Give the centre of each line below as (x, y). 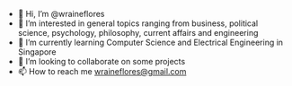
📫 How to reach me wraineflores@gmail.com (102, 71)
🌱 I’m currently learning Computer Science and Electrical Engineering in (150, 42)
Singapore (37, 52)
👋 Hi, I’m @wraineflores (61, 14)
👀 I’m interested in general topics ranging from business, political (138, 23)
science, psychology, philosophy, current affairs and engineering (138, 33)
